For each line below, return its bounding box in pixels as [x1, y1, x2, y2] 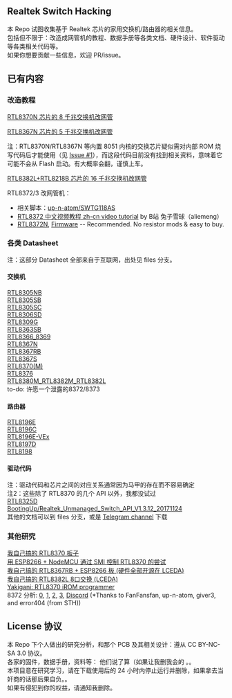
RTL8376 [7, 370, 33, 377]
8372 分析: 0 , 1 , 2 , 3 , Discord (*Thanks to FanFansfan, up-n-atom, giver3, [7, 591, 216, 599]
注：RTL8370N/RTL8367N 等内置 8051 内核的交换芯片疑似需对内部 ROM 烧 [7, 142, 222, 150]
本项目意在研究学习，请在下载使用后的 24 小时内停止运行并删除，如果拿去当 [7, 666, 224, 674]
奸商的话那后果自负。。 [7, 674, 71, 683]
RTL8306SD [7, 311, 42, 319]
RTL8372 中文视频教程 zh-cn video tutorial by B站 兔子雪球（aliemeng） [17, 212, 223, 220]
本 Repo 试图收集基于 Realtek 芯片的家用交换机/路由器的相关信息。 [7, 24, 197, 33]
